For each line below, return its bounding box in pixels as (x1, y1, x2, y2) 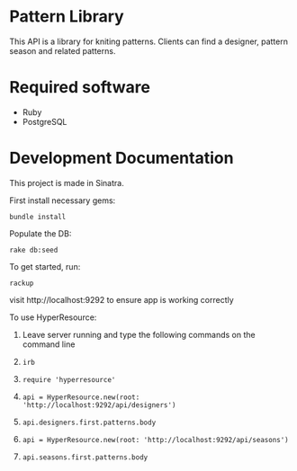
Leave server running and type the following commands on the (22, 329, 256, 340)
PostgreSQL (22, 116, 67, 127)
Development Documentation (9, 148, 234, 168)
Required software (9, 77, 151, 98)
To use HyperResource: (9, 312, 97, 323)
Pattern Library (9, 6, 124, 27)
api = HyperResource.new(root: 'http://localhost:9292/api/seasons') (22, 435, 290, 444)
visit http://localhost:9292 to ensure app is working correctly (9, 294, 234, 305)
